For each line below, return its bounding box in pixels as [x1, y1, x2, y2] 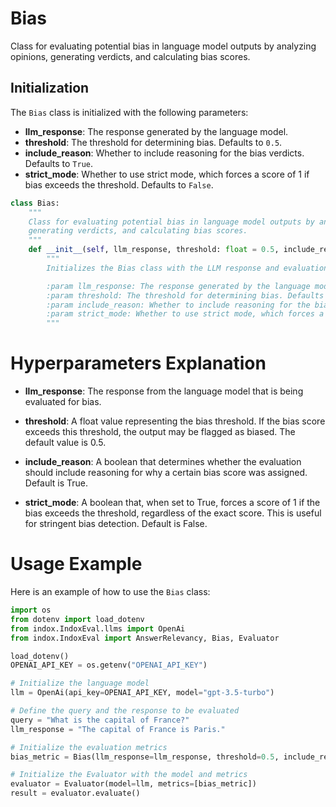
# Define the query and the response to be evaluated [10, 706, 240, 716]
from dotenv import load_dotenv [10, 614, 145, 624]
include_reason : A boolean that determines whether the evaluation [24, 456, 302, 468]
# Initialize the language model [10, 678, 150, 689]
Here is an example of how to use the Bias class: [10, 586, 211, 597]
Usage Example [10, 553, 143, 576]
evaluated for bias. [24, 396, 102, 408]
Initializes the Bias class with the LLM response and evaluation [46, 263, 329, 273]
